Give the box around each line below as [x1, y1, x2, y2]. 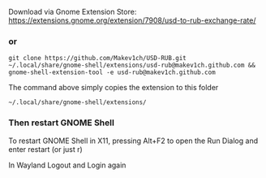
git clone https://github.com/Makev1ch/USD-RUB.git [8, 54, 187, 63]
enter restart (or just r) [8, 144, 83, 154]
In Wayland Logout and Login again [8, 160, 127, 170]
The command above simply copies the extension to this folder [8, 83, 219, 93]
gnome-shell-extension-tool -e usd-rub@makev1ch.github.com [8, 68, 217, 76]
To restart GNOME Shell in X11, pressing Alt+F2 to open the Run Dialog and [8, 136, 258, 145]
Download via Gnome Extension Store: [8, 7, 137, 16]
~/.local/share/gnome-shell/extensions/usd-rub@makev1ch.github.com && [8, 61, 255, 70]
